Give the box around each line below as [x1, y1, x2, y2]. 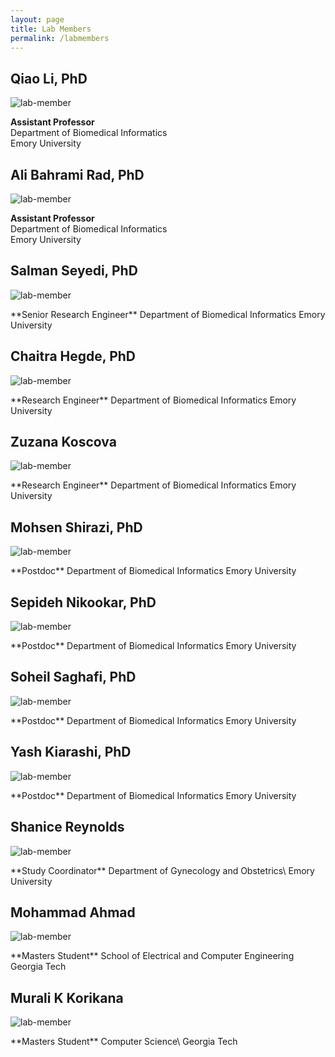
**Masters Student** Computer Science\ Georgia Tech [10, 1036, 238, 1048]
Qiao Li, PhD [10, 70, 88, 87]
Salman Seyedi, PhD [10, 262, 138, 280]
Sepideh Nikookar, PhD [10, 594, 157, 611]
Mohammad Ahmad [10, 904, 136, 921]
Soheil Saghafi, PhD [10, 669, 137, 686]
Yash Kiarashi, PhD [10, 744, 132, 761]
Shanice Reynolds [10, 819, 125, 836]
